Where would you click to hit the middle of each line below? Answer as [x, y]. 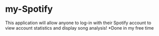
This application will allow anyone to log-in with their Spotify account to [78, 23]
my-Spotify [29, 9]
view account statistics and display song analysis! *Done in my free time [79, 28]
